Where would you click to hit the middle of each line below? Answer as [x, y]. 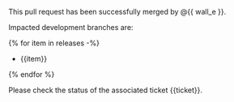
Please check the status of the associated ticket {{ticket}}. [105, 90]
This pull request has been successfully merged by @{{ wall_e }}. [117, 12]
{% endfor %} [32, 74]
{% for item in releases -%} [54, 43]
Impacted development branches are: [71, 27]
